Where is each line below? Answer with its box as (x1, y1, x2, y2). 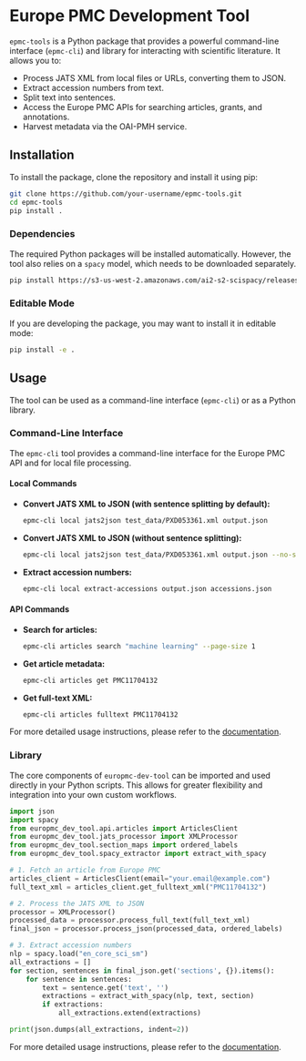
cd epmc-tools (9, 198, 64, 207)
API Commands (9, 604, 70, 615)
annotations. (22, 111, 70, 122)
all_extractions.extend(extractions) (57, 1008, 202, 1018)
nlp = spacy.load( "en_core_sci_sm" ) (9, 949, 148, 959)
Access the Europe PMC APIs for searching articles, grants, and (22, 101, 262, 112)
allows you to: (9, 55, 62, 66)
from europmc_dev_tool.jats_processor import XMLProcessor (9, 832, 239, 842)
